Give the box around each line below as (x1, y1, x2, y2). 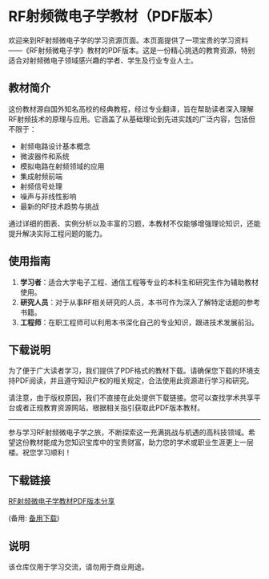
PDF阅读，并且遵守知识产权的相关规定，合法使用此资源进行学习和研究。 (14, 376, 254, 385)
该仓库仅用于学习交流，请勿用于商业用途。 (8, 562, 149, 571)
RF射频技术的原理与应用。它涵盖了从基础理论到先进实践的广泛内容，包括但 (8, 114, 256, 124)
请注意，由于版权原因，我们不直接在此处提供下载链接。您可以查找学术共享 (8, 393, 254, 402)
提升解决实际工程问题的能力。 (8, 228, 106, 238)
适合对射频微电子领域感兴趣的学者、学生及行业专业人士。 (8, 55, 198, 65)
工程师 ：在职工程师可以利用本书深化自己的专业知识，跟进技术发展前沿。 (19, 317, 259, 327)
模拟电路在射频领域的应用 (19, 161, 105, 171)
